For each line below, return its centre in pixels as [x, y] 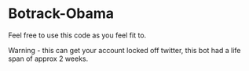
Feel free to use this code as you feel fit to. [77, 35]
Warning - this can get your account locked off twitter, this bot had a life [124, 50]
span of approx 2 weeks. [48, 59]
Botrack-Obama [61, 14]
